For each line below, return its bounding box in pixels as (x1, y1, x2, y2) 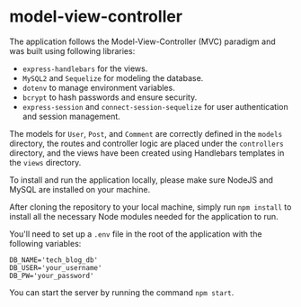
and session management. (22, 111, 121, 122)
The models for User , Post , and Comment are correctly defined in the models (9, 128, 283, 139)
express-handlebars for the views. (22, 63, 148, 74)
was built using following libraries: (9, 45, 136, 56)
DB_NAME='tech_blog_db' (9, 255, 99, 265)
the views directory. (9, 157, 82, 167)
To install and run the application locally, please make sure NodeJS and (9, 174, 274, 185)
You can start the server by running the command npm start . (9, 286, 235, 298)
